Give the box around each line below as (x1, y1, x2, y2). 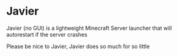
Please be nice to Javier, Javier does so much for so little (6, 43, 150, 50)
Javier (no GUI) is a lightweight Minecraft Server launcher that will (6, 24, 172, 32)
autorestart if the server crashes (6, 30, 87, 38)
